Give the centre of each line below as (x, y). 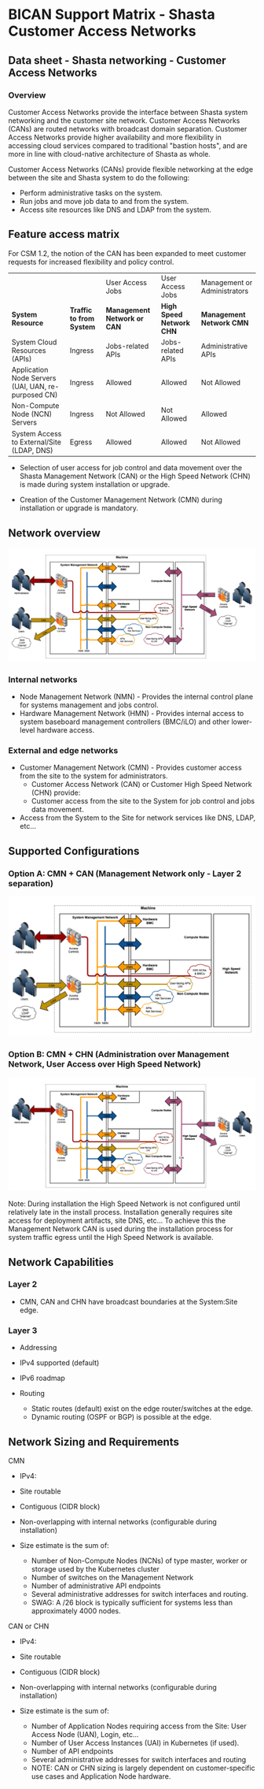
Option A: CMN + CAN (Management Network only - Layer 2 (125, 874)
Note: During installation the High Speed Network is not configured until (125, 1204)
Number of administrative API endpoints (96, 1586)
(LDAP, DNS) (32, 450)
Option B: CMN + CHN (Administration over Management (119, 1054)
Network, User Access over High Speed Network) (105, 1063)
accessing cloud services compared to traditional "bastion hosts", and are (128, 145)
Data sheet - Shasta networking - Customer (117, 60)
